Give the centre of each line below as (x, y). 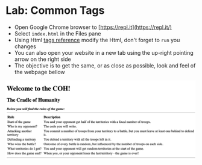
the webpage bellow (40, 72)
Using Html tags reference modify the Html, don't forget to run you (97, 40)
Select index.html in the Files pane (58, 33)
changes (25, 46)
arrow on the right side (43, 59)
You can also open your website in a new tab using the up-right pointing (104, 52)
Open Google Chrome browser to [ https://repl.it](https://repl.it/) (93, 27)
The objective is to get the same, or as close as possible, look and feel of (105, 65)
